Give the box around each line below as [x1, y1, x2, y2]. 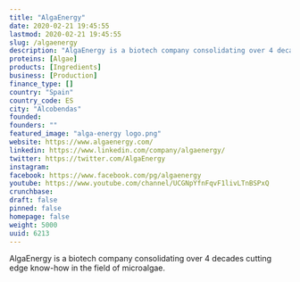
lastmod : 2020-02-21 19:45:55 [9, 29, 122, 38]
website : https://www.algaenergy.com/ [9, 137, 154, 146]
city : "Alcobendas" [9, 104, 82, 113]
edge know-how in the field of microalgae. [9, 262, 166, 273]
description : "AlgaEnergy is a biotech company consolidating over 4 [9, 46, 274, 55]
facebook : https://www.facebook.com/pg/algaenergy [9, 170, 202, 179]
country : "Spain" [9, 87, 74, 96]
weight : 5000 [9, 220, 58, 229]
